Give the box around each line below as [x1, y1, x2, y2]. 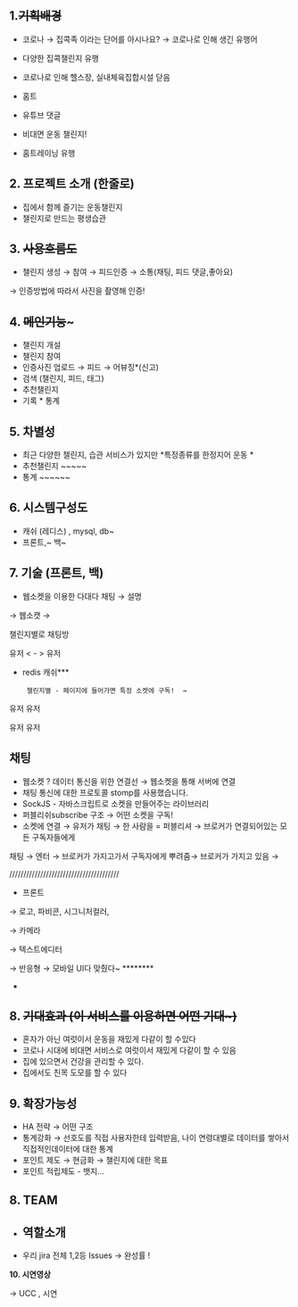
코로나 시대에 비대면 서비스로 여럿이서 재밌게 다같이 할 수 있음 [21, 1045, 236, 1055]
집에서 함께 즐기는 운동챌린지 [21, 202, 123, 212]
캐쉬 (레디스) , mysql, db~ [21, 525, 114, 536]
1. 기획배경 [9, 8, 62, 24]
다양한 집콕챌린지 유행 [21, 53, 100, 63]
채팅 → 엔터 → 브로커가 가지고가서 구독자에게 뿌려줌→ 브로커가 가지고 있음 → [9, 850, 279, 861]
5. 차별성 [9, 424, 55, 439]
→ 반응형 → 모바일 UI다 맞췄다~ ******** [9, 963, 154, 973]
